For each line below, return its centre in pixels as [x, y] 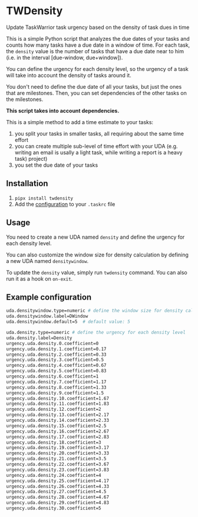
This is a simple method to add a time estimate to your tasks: [80, 122]
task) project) [31, 158]
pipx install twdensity [44, 198]
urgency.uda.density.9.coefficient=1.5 [55, 393]
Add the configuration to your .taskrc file [65, 204]
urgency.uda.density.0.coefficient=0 [52, 343]
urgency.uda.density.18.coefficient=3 [54, 442]
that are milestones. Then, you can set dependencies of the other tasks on [96, 93]
